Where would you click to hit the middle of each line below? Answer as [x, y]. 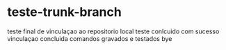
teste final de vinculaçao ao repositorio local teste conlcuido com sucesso [113, 31]
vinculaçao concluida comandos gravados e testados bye [90, 38]
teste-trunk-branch [64, 12]
